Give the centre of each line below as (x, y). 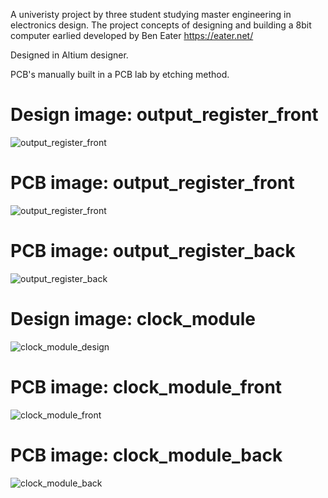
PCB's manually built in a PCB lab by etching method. (120, 74)
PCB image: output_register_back (153, 251)
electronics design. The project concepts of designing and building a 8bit (161, 25)
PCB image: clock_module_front (146, 386)
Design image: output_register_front (164, 115)
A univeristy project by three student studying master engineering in (151, 14)
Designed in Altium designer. (69, 55)
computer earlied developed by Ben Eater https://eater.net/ (132, 35)
